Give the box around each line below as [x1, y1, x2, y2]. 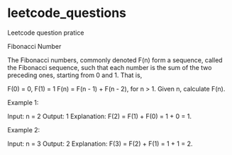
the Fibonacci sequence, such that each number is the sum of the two [7, 63, 212, 71]
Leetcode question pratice [7, 28, 84, 37]
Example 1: [7, 98, 39, 107]
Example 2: [7, 125, 40, 134]
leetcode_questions [7, 5, 126, 21]
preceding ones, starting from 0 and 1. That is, [7, 71, 143, 79]
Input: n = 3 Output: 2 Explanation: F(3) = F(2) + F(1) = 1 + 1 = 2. [7, 139, 193, 148]
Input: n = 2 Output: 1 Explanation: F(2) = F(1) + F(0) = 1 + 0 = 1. [7, 112, 192, 120]
